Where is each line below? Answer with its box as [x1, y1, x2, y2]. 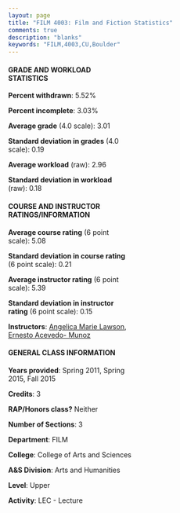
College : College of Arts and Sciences [8, 449, 131, 460]
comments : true [8, 26, 58, 34]
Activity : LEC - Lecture [8, 496, 84, 505]
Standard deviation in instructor [8, 298, 114, 307]
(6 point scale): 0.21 [8, 259, 72, 269]
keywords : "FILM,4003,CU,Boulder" [8, 41, 121, 49]
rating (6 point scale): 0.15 [8, 306, 93, 316]
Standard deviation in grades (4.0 [8, 137, 119, 146]
